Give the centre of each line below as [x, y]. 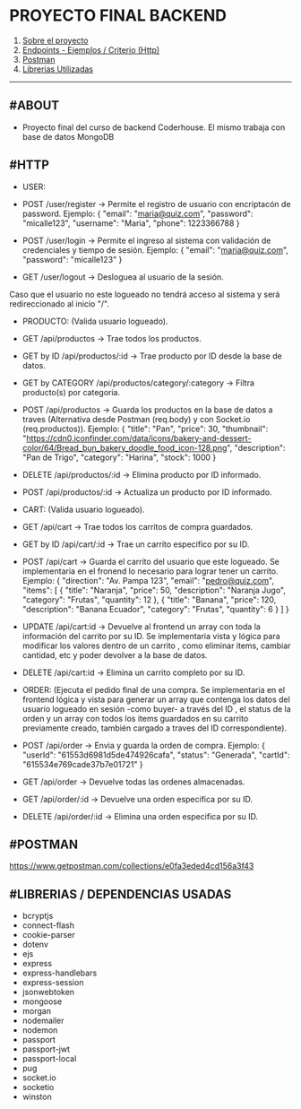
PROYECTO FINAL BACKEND [118, 16]
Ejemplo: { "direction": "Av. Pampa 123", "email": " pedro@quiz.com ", [148, 580]
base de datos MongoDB [68, 136]
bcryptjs [38, 916]
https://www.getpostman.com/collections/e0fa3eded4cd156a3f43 [132, 866]
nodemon [40, 1030]
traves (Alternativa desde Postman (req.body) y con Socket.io [136, 419]
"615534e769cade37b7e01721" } [82, 764]
